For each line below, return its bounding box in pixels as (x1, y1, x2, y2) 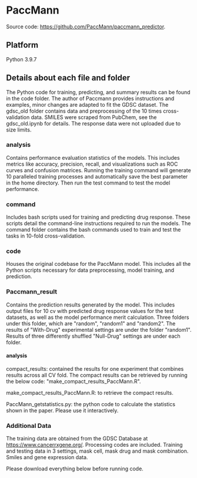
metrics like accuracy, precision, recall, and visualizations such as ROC (6, 160, 178, 167)
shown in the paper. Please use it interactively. (6, 407, 119, 414)
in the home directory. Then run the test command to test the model (6, 179, 171, 186)
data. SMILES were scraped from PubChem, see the (31, 113, 157, 121)
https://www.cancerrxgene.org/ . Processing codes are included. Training (6, 441, 183, 449)
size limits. (6, 126, 32, 133)
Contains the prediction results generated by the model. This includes (6, 301, 175, 308)
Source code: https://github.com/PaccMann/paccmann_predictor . (6, 23, 166, 30)
